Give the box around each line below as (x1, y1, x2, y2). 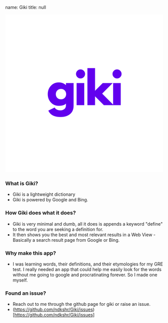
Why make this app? (5, 249, 57, 256)
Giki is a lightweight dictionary (12, 191, 76, 197)
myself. (12, 277, 28, 283)
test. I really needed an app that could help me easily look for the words (12, 266, 162, 272)
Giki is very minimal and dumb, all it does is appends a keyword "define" (12, 221, 163, 227)
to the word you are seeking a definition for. (12, 226, 103, 232)
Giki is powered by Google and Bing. (12, 197, 88, 203)
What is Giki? (5, 180, 38, 187)
